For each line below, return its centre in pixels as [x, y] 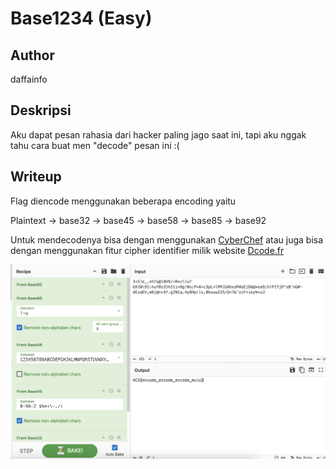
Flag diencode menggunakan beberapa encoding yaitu [123, 201]
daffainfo [29, 79]
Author [32, 55]
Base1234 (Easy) [81, 18]
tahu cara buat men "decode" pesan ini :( [95, 145]
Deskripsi [41, 110]
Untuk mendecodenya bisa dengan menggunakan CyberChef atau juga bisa [167, 239]
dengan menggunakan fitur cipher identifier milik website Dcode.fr [147, 250]
